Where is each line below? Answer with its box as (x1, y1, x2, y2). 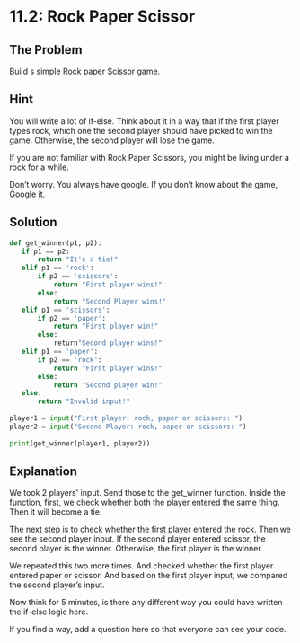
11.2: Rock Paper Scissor (9, 6, 196, 27)
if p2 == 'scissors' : (37, 272, 119, 281)
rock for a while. (9, 162, 69, 172)
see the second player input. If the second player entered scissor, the (9, 533, 267, 544)
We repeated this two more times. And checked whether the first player (9, 560, 274, 571)
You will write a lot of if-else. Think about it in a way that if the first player (9, 115, 280, 127)
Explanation (9, 463, 78, 479)
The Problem (9, 42, 83, 57)
